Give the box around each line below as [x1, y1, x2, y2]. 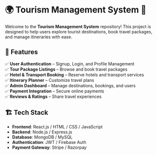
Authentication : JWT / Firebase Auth [12, 139, 86, 145]
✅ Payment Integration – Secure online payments [5, 88, 104, 94]
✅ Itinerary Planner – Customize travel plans [5, 77, 94, 83]
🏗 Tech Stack [5, 108, 48, 117]
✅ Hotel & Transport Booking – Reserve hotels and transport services [5, 72, 144, 77]
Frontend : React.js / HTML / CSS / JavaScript [12, 124, 103, 129]
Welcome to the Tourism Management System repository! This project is [5, 23, 151, 30]
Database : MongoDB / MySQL [12, 134, 73, 140]
